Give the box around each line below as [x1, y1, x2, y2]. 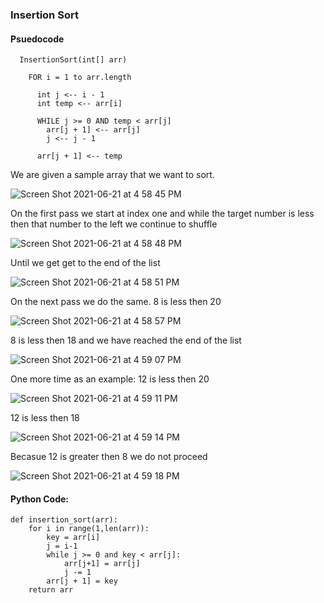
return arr [28, 585, 74, 595]
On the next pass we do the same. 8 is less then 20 [10, 296, 222, 308]
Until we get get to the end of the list [10, 257, 161, 269]
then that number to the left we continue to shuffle [10, 218, 218, 230]
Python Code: [10, 493, 70, 505]
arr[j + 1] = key [46, 576, 118, 587]
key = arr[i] [46, 533, 101, 543]
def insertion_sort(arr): [10, 515, 118, 525]
